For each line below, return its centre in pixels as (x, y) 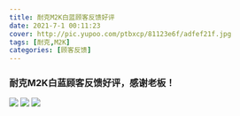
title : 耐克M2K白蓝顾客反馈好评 (62, 17)
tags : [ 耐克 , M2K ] (40, 42)
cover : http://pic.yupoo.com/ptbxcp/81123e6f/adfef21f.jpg (120, 34)
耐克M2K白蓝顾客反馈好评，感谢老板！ (92, 83)
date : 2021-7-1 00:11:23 (55, 26)
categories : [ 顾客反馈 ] (50, 50)
